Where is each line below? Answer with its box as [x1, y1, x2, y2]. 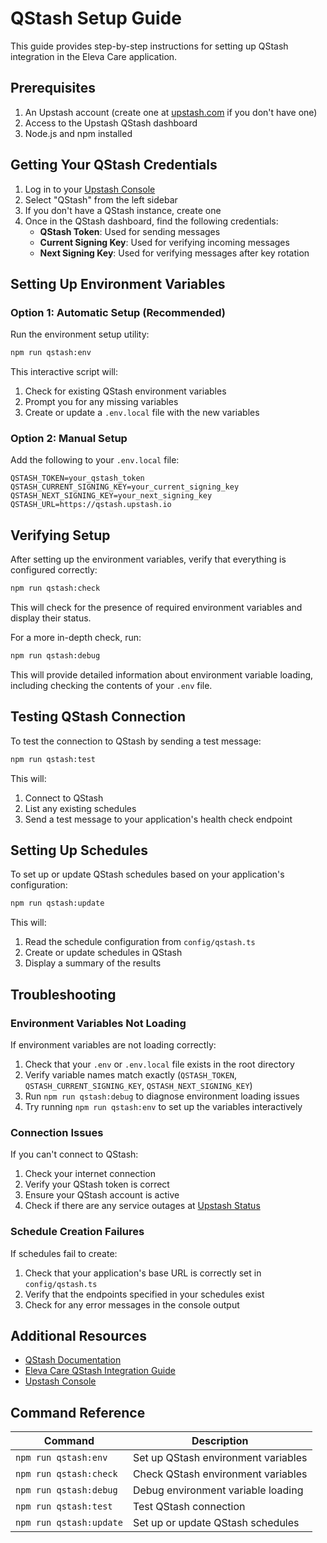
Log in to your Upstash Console [24, 183, 156, 195]
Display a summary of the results [24, 957, 162, 969]
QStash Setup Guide [10, 7, 182, 30]
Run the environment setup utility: [10, 328, 150, 341]
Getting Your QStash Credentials [10, 157, 218, 174]
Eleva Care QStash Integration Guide [24, 1365, 176, 1377]
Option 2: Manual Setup [10, 432, 128, 446]
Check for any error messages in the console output [24, 1298, 240, 1311]
